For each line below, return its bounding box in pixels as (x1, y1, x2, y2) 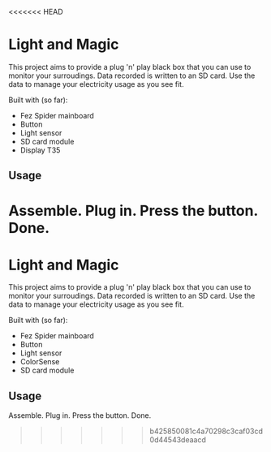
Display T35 (19, 145, 61, 155)
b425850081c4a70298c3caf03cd (149, 426, 264, 437)
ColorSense (19, 357, 60, 367)
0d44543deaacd (149, 435, 207, 445)
